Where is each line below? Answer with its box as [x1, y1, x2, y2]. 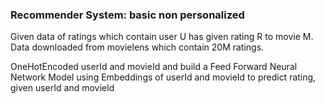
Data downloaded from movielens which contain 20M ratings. [10, 41, 265, 53]
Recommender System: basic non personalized [10, 8, 245, 22]
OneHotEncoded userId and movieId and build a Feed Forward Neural [10, 61, 298, 73]
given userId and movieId [10, 82, 115, 94]
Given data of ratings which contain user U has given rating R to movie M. [10, 31, 314, 43]
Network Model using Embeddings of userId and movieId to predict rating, [10, 71, 317, 83]
